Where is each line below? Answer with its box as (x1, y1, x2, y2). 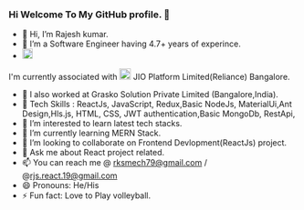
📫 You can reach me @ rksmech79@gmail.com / (21, 157, 207, 168)
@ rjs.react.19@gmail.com (21, 170, 118, 181)
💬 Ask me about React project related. (21, 147, 165, 158)
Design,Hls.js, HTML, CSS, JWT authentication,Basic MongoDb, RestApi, (21, 108, 296, 119)
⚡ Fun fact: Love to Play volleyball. (21, 190, 152, 201)
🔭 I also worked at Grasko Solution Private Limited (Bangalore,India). (21, 89, 279, 100)
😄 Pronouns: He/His (21, 180, 100, 191)
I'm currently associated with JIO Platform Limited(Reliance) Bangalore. (8, 72, 290, 83)
